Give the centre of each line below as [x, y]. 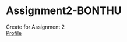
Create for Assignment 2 [36, 27]
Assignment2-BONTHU [64, 11]
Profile [14, 33]
